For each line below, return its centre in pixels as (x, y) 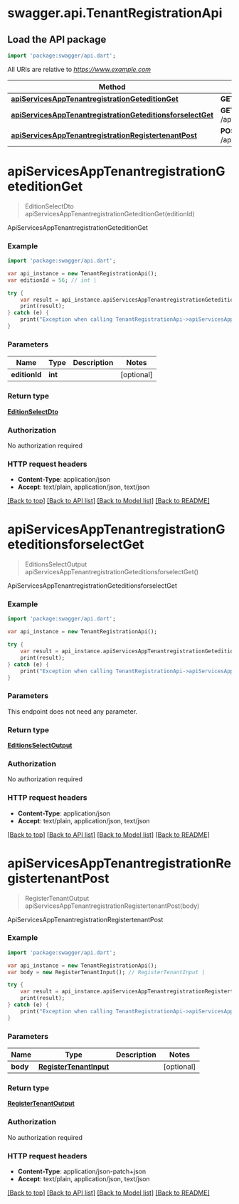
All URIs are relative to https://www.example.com (79, 69)
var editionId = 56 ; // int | (52, 280)
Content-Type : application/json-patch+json (82, 1171)
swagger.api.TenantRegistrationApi (115, 13)
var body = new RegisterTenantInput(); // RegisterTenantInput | (106, 972)
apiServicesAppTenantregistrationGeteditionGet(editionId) (110, 213)
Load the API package (57, 39)
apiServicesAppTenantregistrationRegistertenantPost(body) (112, 906)
